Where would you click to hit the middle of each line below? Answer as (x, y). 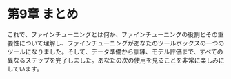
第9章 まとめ (43, 14)
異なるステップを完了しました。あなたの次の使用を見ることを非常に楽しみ (113, 60)
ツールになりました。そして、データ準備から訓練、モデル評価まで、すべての (115, 52)
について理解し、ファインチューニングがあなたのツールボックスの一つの (122, 43)
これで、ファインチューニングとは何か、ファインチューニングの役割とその (113, 34)
